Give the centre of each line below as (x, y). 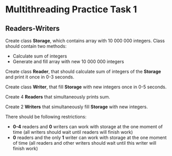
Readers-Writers (33, 28)
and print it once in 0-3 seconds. (40, 77)
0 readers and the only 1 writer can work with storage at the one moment (90, 138)
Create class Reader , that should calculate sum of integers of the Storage (83, 71)
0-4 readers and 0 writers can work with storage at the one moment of (88, 126)
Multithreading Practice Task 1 (71, 9)
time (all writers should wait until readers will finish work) (73, 132)
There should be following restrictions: (46, 117)
